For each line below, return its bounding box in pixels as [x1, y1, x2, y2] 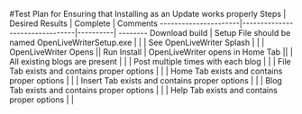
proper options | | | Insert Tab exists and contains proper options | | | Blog [9, 75, 282, 85]
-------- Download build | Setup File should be [118, 28, 291, 38]
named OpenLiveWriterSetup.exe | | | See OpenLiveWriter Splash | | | [9, 37, 265, 48]
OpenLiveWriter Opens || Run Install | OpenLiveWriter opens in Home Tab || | [9, 47, 293, 57]
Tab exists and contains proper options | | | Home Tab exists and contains [9, 66, 283, 76]
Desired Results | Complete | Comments [9, 18, 158, 29]
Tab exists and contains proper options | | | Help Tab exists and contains [9, 85, 278, 95]
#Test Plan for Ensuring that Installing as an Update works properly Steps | [9, 9, 287, 19]
